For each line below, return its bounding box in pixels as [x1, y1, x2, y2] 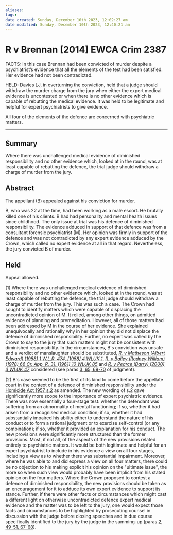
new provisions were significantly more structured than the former [5, 431, 146, 437]
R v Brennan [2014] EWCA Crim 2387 [5, 44, 166, 56]
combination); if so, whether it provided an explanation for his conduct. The [5, 425, 166, 432]
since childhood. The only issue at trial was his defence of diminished [5, 218, 153, 224]
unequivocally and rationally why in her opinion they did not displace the [5, 328, 159, 334]
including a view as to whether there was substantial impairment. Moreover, [5, 453, 166, 459]
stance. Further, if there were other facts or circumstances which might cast [5, 491, 167, 497]
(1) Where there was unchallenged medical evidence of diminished [5, 284, 147, 291]
